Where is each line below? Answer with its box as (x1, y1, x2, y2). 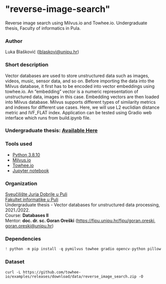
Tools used (5, 141, 32, 147)
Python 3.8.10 (12, 151, 41, 157)
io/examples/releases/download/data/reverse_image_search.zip (5, 274, 137, 279)
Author (5, 37, 23, 44)
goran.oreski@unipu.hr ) (5, 223, 54, 229)
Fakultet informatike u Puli (5, 197, 59, 203)
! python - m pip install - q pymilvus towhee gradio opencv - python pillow (5, 247, 162, 252)
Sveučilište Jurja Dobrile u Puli (5, 191, 68, 197)
